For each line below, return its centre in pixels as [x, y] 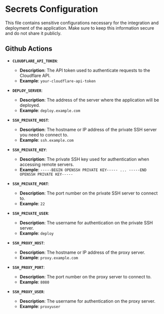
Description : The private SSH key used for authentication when [84, 159]
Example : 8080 [34, 282]
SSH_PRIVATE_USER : [31, 213]
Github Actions [29, 49]
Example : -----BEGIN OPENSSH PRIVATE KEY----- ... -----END [83, 169]
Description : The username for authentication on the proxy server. [87, 301]
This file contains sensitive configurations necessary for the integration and [82, 23]
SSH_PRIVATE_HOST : [31, 120]
